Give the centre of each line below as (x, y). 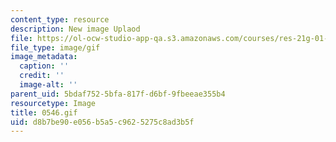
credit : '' (42, 76)
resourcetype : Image (53, 103)
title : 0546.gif (44, 112)
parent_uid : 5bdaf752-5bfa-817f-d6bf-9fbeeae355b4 (118, 94)
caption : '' (44, 66)
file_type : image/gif (55, 47)
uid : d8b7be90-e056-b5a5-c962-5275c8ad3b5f (102, 122)
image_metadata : (44, 57)
